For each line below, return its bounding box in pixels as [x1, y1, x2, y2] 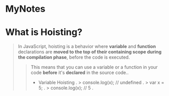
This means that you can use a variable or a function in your [30, 64, 158, 70]
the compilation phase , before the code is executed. [17, 54, 130, 60]
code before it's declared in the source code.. [30, 69, 129, 76]
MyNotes [5, 3, 46, 15]
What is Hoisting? [5, 27, 83, 38]
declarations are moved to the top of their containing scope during [17, 49, 162, 55]
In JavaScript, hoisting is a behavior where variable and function [17, 43, 156, 50]
